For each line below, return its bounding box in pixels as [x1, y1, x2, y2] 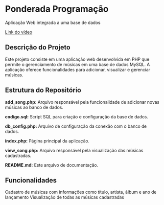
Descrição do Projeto [5, 43, 70, 52]
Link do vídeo [5, 29, 33, 35]
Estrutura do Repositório [5, 86, 82, 94]
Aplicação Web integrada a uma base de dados [5, 20, 101, 25]
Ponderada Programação [5, 3, 109, 15]
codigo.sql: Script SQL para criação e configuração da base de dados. [5, 114, 148, 119]
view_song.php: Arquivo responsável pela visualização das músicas [5, 147, 143, 153]
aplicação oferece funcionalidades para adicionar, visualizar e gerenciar [5, 67, 151, 72]
